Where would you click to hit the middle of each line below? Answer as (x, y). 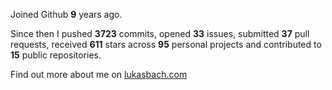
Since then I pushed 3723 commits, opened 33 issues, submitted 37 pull (160, 33)
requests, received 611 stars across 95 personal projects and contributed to (166, 44)
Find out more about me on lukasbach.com (99, 74)
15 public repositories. (56, 55)
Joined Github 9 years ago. (66, 14)
